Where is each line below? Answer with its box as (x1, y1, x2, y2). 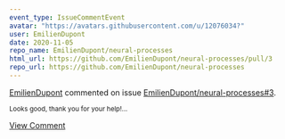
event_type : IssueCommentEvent (9, 12, 126, 22)
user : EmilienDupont (9, 29, 86, 38)
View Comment (9, 119, 66, 130)
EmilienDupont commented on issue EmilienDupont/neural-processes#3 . (9, 86, 276, 98)
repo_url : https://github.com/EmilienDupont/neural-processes (9, 63, 245, 72)
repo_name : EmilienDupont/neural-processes (9, 46, 174, 55)
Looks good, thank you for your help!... (9, 104, 128, 113)
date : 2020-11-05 (9, 37, 74, 47)
